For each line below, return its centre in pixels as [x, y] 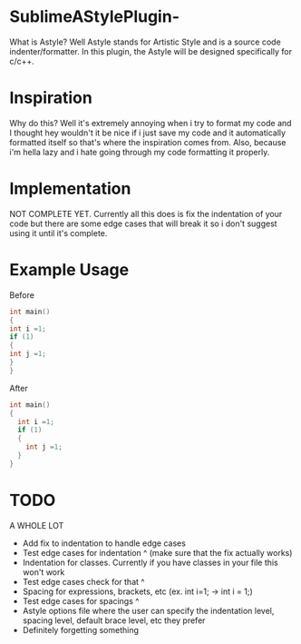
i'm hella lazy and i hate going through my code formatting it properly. [140, 152]
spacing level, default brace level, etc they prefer [114, 620]
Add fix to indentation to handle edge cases [104, 543]
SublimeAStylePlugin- [94, 17]
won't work [44, 572]
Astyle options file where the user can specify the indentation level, [148, 610]
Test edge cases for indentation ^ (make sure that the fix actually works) [157, 552]
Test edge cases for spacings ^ [81, 600]
